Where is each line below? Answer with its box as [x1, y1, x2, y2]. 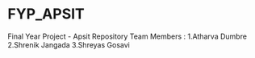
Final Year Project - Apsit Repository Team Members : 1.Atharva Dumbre [7, 31, 248, 41]
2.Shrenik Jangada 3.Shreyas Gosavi [7, 39, 130, 49]
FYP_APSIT [7, 5, 86, 23]
